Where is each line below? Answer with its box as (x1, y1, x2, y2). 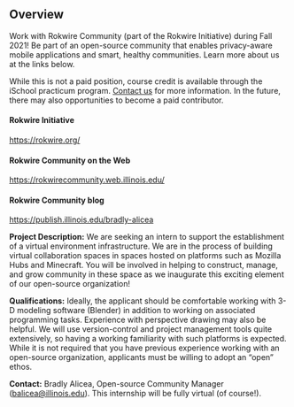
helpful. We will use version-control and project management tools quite (9, 324, 273, 334)
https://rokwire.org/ (9, 134, 81, 145)
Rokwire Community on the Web (9, 155, 131, 165)
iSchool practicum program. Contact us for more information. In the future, (9, 85, 282, 96)
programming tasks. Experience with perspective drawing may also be (9, 314, 267, 326)
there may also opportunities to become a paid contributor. (9, 95, 224, 105)
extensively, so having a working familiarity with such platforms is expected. (9, 334, 287, 344)
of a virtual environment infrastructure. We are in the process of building (9, 241, 273, 251)
